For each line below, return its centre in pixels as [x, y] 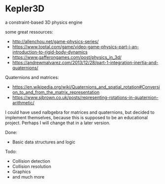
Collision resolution [32, 166]
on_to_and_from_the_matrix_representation [56, 92]
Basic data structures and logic [44, 142]
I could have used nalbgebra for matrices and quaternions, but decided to [80, 112]
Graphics [21, 172]
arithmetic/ [23, 102]
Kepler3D [25, 9]
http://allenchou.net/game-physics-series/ [55, 41]
